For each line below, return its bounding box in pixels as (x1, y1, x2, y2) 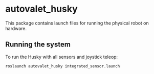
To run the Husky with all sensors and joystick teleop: (5, 54, 118, 60)
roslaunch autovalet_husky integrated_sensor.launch (5, 63, 120, 69)
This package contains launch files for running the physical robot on (5, 20, 149, 26)
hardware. (5, 25, 27, 31)
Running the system (5, 40, 71, 49)
